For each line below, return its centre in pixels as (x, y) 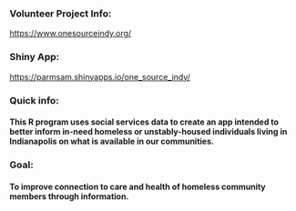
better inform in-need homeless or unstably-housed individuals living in (148, 132)
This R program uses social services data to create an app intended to (144, 122)
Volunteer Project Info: (61, 14)
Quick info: (34, 100)
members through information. (69, 196)
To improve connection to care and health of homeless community (138, 186)
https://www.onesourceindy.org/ (71, 34)
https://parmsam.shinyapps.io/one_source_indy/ (100, 76)
